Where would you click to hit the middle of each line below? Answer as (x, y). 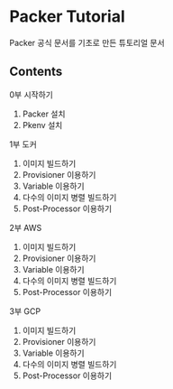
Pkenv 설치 (42, 125)
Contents (36, 72)
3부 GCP (25, 311)
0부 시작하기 (32, 94)
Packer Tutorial (68, 17)
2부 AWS (26, 227)
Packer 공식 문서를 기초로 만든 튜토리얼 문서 (87, 42)
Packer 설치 (44, 114)
